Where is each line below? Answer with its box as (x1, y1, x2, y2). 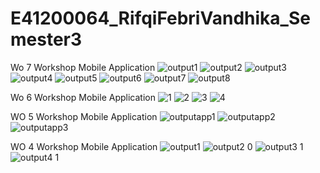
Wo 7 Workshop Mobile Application (10, 61, 156, 73)
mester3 (10, 28, 83, 51)
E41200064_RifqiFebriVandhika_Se (10, 7, 311, 30)
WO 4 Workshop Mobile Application (10, 140, 158, 152)
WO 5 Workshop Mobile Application (10, 110, 158, 122)
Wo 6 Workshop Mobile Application (10, 91, 156, 103)
